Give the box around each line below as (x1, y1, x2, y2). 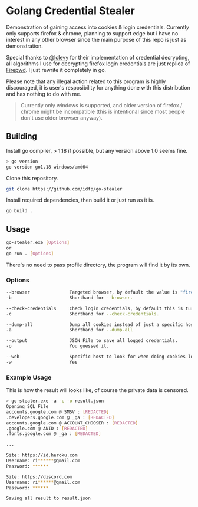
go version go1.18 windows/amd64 (6, 164, 88, 170)
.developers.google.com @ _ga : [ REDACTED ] (6, 414, 115, 420)
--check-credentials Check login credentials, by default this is (6, 305, 183, 311)
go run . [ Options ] (6, 251, 54, 256)
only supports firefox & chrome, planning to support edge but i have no (6, 29, 179, 37)
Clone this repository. (6, 175, 58, 182)
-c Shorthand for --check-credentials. (6, 311, 160, 317)
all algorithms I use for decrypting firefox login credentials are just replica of (6, 60, 190, 67)
